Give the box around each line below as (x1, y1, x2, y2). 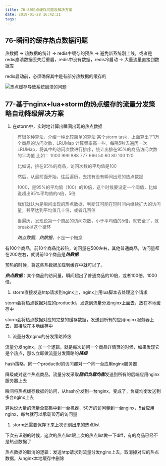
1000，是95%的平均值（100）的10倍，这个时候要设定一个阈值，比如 (17, 185, 158, 190)
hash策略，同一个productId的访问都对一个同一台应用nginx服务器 (5, 361, 137, 367)
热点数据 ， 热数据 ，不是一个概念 (17, 235, 83, 240)
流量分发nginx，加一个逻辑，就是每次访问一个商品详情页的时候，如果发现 (5, 344, 156, 350)
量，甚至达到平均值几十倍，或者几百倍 (17, 207, 96, 213)
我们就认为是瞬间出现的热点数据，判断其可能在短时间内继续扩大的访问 (17, 201, 161, 207)
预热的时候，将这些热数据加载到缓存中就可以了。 (5, 262, 105, 268)
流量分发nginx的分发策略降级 (12, 334, 72, 339)
